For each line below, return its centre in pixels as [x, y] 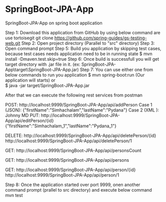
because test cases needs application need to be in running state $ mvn [79, 54]
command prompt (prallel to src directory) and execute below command [79, 190]
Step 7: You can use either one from [117, 69]
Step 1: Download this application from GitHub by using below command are [83, 32]
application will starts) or [30, 80]
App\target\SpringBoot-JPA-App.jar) [42, 69]
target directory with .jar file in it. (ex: [43, 64]
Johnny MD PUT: [23, 115]
